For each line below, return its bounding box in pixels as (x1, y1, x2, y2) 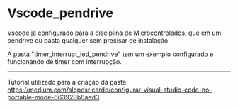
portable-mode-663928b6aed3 (7, 92, 100, 101)
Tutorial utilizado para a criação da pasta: (7, 77, 128, 86)
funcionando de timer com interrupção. (7, 57, 122, 65)
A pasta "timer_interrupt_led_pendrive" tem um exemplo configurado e (7, 50, 214, 58)
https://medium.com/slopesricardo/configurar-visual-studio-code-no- (7, 85, 212, 94)
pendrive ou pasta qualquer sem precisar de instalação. (7, 36, 170, 44)
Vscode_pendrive (7, 5, 114, 21)
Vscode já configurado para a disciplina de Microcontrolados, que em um (7, 28, 222, 37)
